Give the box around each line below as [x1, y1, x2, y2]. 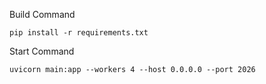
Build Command [9, 9, 76, 20]
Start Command [9, 45, 75, 57]
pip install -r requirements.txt [9, 28, 149, 38]
